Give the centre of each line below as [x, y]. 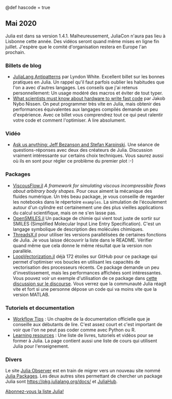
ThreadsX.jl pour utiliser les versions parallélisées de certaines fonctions [90, 234]
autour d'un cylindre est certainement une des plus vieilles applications [88, 207]
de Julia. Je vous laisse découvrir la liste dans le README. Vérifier [83, 240]
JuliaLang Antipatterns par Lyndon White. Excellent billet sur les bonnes [89, 77]
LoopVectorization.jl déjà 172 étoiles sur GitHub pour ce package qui [85, 256]
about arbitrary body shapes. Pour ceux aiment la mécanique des [82, 191]
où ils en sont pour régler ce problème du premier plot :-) [73, 161]
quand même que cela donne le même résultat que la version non [82, 245]
